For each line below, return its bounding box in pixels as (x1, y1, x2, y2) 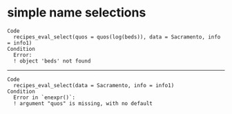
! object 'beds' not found (13, 57, 91, 65)
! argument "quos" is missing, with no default (13, 100, 153, 107)
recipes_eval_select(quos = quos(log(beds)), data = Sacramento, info (13, 33, 221, 41)
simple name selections (7, 5, 146, 21)
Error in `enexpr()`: (13, 94, 76, 101)
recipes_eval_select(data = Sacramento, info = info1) (13, 82, 175, 89)
